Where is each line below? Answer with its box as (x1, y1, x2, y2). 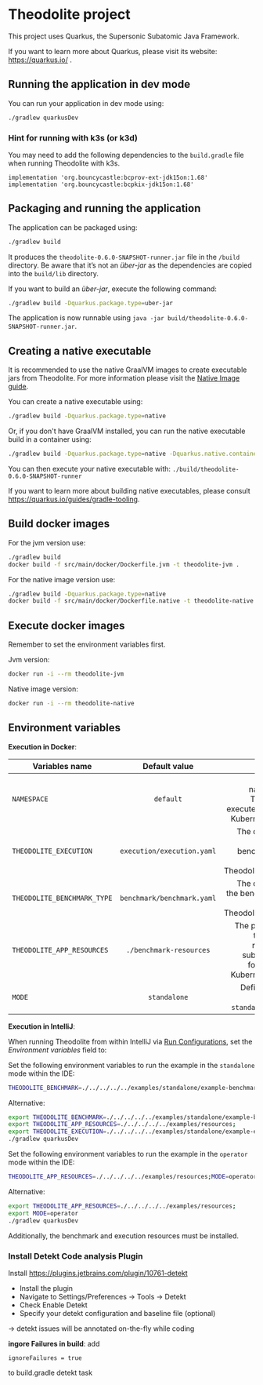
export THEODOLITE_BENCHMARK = (8, 1113, 107, 1121)
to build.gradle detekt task (8, 1368, 92, 1377)
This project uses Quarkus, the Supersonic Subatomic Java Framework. (8, 31, 240, 41)
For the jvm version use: (8, 538, 86, 547)
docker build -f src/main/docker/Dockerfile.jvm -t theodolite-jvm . (8, 560, 240, 568)
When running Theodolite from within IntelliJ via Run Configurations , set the (8, 1037, 253, 1046)
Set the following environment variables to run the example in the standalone (8, 1060, 255, 1070)
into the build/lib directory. (8, 268, 99, 278)
